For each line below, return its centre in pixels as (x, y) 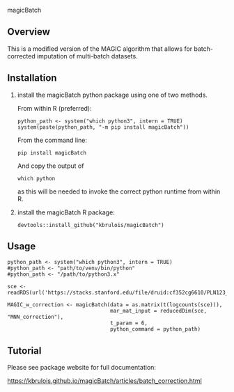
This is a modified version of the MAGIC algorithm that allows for (100, 49)
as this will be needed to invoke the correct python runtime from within (119, 191)
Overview (29, 32)
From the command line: (52, 140)
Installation (32, 78)
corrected (22, 56)
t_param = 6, (129, 323)
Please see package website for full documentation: (82, 368)
